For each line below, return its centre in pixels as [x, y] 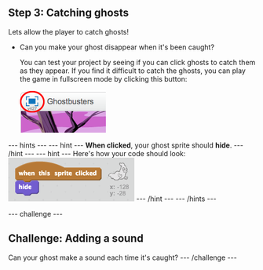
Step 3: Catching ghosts [69, 13]
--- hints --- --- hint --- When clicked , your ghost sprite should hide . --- [126, 145]
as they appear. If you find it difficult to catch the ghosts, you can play [132, 71]
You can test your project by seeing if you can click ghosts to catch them [137, 62]
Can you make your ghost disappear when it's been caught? [117, 47]
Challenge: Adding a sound [76, 239]
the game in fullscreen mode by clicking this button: [103, 78]
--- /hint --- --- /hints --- [177, 199]
